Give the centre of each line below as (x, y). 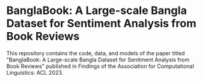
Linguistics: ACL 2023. (35, 72)
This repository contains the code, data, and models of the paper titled (96, 53)
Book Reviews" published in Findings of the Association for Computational (100, 66)
